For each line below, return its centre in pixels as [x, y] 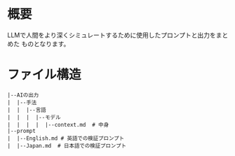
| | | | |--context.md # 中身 [58, 125]
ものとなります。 [45, 43]
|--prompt [22, 131]
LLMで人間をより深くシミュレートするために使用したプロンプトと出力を [112, 35]
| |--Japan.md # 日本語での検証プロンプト [67, 146]
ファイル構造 [45, 75]
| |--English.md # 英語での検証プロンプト [66, 138]
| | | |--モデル [34, 117]
